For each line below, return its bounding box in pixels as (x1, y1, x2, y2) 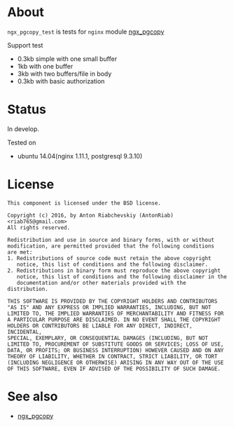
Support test (7, 41, 43, 49)
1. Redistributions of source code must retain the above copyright (7, 255, 212, 262)
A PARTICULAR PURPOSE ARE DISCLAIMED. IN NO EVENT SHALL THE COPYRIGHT (7, 316, 221, 323)
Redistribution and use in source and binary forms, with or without (7, 236, 215, 243)
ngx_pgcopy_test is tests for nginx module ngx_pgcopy (7, 27, 165, 36)
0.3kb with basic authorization (17, 76, 105, 85)
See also (7, 388, 58, 404)
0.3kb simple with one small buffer (17, 54, 118, 63)
